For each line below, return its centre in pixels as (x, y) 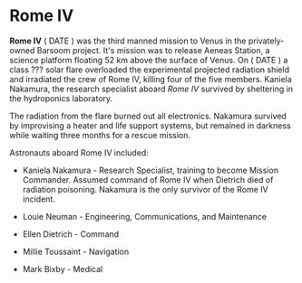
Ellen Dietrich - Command (71, 234)
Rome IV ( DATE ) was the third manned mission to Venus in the (128, 41)
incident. (39, 199)
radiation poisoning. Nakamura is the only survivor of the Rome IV (146, 189)
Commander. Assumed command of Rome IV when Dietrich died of (148, 179)
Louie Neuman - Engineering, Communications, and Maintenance (145, 216)
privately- (266, 41)
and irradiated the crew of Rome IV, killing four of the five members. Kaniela (151, 79)
